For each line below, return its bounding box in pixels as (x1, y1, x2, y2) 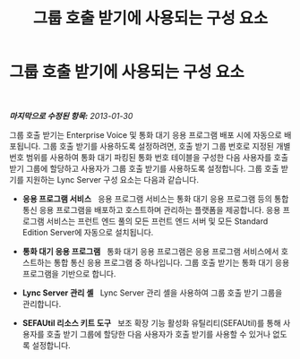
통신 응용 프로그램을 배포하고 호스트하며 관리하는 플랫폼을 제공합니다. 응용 (21, 204, 281, 215)
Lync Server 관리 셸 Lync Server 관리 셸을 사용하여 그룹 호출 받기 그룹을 (21, 287, 283, 298)
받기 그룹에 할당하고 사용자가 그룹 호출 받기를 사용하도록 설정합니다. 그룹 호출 (9, 163, 279, 174)
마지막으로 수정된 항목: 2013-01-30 (9, 110, 133, 121)
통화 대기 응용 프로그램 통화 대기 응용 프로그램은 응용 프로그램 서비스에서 (21, 245, 279, 256)
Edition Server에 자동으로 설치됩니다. (21, 227, 154, 237)
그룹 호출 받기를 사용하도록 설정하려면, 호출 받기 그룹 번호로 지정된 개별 (42, 141, 291, 151)
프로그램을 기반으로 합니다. (21, 268, 116, 278)
